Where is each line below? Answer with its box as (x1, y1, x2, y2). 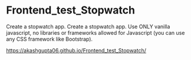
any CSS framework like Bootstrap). (6, 35, 93, 42)
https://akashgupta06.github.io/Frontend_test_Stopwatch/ (6, 46, 146, 54)
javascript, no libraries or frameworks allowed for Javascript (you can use (6, 29, 185, 36)
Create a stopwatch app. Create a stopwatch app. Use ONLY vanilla (6, 23, 170, 30)
